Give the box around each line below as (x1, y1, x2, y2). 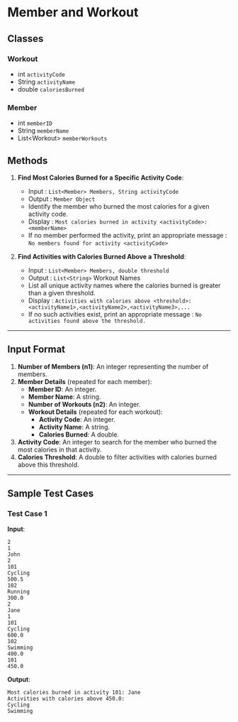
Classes (7, 33, 44, 45)
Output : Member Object (28, 195, 96, 203)
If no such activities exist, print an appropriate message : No (28, 310, 202, 318)
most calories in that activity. (17, 445, 102, 454)
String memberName (17, 126, 69, 135)
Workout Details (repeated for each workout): (28, 408, 163, 416)
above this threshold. (17, 460, 79, 469)
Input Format (7, 344, 66, 356)
